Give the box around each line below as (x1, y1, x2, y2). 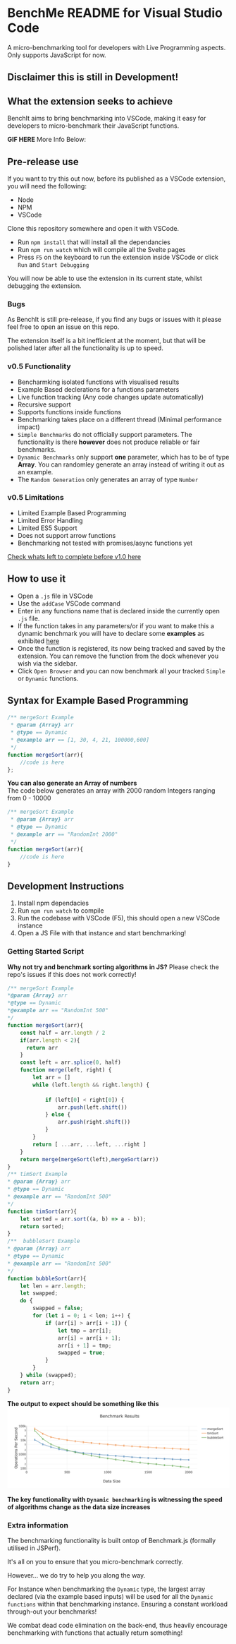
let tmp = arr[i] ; (57, 1327, 112, 1334)
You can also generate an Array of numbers (7, 779, 137, 788)
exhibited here (17, 637, 60, 645)
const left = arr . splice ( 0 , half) (20, 1059, 121, 1067)
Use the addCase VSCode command (17, 599, 121, 608)
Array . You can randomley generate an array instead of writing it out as (17, 460, 225, 469)
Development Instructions (7, 880, 125, 892)
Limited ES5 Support (17, 524, 77, 532)
